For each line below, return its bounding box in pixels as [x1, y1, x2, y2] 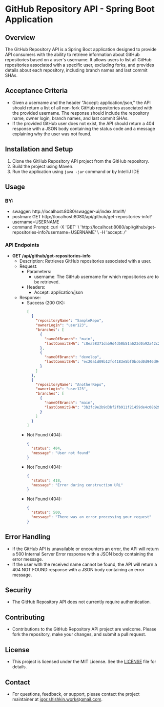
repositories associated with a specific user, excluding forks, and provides [5, 62, 155, 68]
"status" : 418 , [31, 478, 62, 483]
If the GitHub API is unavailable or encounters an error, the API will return [12, 546, 159, 552]
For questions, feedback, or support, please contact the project [12, 691, 140, 697]
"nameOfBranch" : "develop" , [44, 354, 102, 360]
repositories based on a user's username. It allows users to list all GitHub [5, 57, 152, 62]
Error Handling [5, 533, 50, 541]
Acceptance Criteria [5, 87, 68, 95]
